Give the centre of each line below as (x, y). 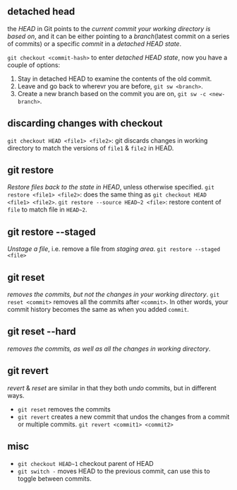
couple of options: (34, 65)
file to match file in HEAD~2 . (47, 210)
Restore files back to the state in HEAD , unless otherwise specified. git (111, 187)
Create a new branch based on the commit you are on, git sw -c (112, 93)
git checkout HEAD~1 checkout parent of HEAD (85, 463)
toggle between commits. (54, 478)
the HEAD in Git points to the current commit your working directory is (109, 28)
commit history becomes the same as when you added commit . (98, 310)
